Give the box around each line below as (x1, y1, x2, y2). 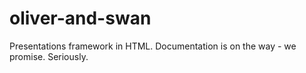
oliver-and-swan (9, 7, 152, 30)
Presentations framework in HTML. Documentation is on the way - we (9, 40, 297, 52)
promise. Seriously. (9, 50, 89, 62)
